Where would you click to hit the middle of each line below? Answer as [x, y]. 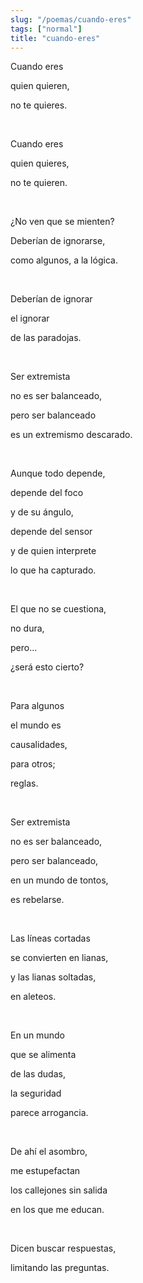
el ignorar [30, 318]
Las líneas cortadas [50, 938]
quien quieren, [40, 86]
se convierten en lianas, [59, 958]
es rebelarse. [37, 900]
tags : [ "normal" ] [46, 29]
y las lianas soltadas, [53, 977]
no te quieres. [39, 105]
